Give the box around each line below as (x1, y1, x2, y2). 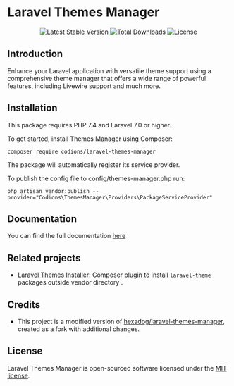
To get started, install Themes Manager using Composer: (7, 135, 173, 143)
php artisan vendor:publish (7, 187, 90, 194)
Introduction (7, 48, 63, 60)
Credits (7, 299, 41, 311)
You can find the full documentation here (7, 232, 126, 240)
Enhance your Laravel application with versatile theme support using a (7, 66, 211, 75)
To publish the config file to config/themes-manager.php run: (7, 174, 185, 182)
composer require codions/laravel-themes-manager (7, 148, 156, 155)
